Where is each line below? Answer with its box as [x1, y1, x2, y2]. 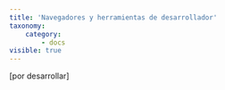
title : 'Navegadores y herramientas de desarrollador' [9, 12, 218, 22]
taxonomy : [9, 21, 46, 30]
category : [25, 29, 62, 38]
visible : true [9, 46, 62, 55]
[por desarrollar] [9, 70, 70, 81]
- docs [41, 37, 66, 47]
